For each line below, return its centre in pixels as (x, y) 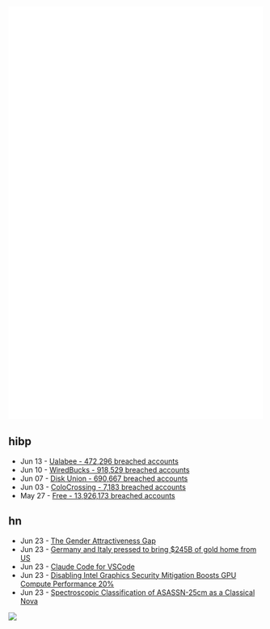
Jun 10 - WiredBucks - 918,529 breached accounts (105, 469)
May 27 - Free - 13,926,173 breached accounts (97, 495)
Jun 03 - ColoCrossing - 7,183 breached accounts (103, 487)
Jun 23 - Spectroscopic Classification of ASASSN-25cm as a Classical (137, 592)
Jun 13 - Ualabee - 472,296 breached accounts (99, 461)
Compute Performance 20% (67, 584)
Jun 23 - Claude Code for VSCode (77, 567)
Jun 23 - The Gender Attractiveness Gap (88, 541)
